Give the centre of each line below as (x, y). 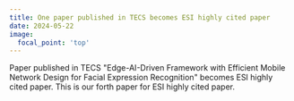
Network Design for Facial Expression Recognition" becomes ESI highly (141, 78)
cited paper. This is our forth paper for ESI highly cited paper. (122, 87)
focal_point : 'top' (54, 42)
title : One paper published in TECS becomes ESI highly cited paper (140, 17)
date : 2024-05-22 (42, 26)
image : (22, 34)
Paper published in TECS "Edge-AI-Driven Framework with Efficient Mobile (147, 68)
